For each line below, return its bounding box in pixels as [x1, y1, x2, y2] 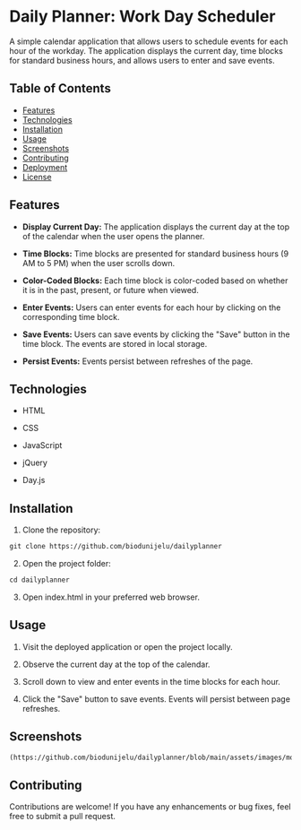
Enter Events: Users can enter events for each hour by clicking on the [21, 302, 281, 313]
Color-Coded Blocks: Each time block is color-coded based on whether [21, 275, 288, 286]
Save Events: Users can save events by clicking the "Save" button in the [21, 329, 291, 340]
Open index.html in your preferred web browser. [21, 592, 200, 602]
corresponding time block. [21, 311, 120, 322]
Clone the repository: [21, 524, 101, 535]
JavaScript [21, 440, 63, 451]
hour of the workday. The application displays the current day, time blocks [9, 45, 284, 56]
